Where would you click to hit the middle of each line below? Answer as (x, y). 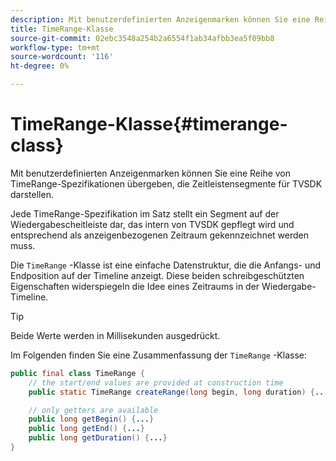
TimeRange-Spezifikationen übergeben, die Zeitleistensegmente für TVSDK (166, 183)
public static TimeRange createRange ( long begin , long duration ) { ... (178, 392)
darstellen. (32, 194)
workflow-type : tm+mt (55, 47)
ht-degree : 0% (40, 66)
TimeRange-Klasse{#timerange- (149, 124)
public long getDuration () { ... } (98, 438)
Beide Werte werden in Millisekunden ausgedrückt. (115, 335)
